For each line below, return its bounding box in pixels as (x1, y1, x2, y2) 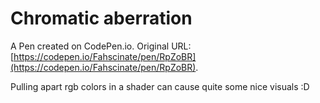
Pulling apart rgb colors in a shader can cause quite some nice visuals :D (10, 80, 310, 92)
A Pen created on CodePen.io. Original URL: (10, 40, 192, 52)
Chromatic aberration (10, 7, 193, 30)
